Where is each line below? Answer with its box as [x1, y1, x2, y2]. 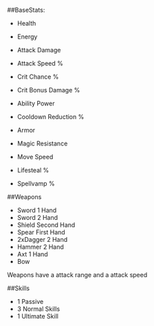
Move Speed [16, 153, 54, 161]
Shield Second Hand [16, 221, 76, 229]
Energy [16, 32, 38, 41]
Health [16, 19, 36, 27]
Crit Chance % [16, 72, 59, 81]
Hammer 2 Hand [16, 243, 64, 251]
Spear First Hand [16, 228, 65, 236]
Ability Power [16, 99, 55, 108]
